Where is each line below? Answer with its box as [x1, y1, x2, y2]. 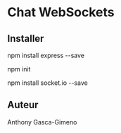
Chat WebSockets [7, 4, 115, 21]
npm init [7, 65, 31, 73]
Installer [7, 33, 44, 45]
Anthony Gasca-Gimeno [7, 117, 77, 126]
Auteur [7, 99, 39, 111]
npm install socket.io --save [7, 79, 88, 87]
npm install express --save [7, 51, 84, 59]
